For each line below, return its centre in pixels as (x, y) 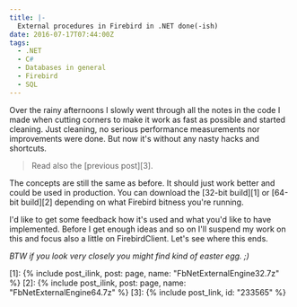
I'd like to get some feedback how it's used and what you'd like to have (140, 219)
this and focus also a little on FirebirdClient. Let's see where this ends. (139, 238)
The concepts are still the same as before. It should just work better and (142, 183)
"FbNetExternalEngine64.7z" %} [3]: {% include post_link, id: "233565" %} (148, 292)
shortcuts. (28, 148)
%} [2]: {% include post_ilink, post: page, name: (98, 283)
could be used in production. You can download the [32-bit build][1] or (140, 192)
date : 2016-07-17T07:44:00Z (62, 34)
